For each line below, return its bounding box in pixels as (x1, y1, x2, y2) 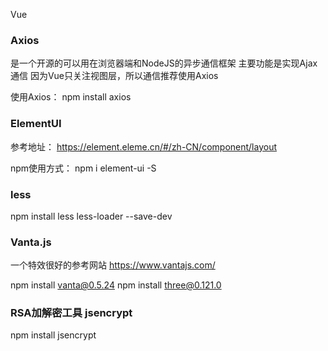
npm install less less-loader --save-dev (10, 210, 173, 222)
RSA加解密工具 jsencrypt (10, 306, 133, 320)
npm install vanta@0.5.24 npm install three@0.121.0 (10, 279, 222, 291)
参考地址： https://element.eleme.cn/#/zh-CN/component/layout (10, 140, 278, 153)
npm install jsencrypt (10, 329, 97, 341)
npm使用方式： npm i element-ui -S (10, 162, 157, 174)
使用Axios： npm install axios (10, 91, 132, 103)
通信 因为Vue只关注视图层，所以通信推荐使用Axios (10, 70, 219, 82)
